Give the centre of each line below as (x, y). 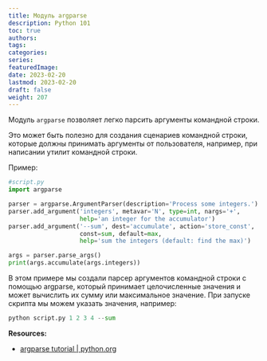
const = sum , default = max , (120, 233)
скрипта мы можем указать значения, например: (92, 303)
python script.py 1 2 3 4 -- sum (62, 318)
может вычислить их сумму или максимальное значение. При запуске (130, 295)
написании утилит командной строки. (73, 152)
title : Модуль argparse (48, 16)
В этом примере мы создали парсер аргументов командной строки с (128, 278)
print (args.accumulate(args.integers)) (75, 263)
